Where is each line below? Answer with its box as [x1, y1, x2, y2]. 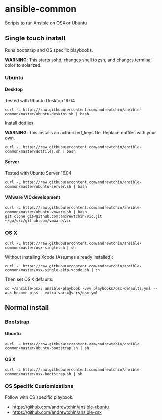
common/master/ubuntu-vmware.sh [5, 210, 71, 215]
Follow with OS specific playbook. [5, 394, 74, 400]
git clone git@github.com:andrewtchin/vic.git [5, 214, 102, 219]
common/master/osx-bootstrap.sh [5, 372, 71, 377]
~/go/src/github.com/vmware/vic [5, 218, 71, 223]
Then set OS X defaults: [5, 276, 54, 282]
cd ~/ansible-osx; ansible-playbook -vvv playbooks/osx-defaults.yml [5, 286, 151, 291]
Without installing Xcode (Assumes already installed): [5, 254, 113, 260]
